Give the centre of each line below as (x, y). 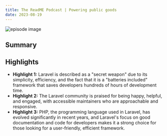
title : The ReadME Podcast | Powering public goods (61, 10)
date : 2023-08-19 (24, 15)
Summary (21, 45)
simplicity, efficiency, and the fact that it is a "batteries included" (80, 79)
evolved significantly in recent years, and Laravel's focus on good (81, 117)
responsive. (25, 106)
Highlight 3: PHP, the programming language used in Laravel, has (81, 112)
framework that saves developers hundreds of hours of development (85, 85)
